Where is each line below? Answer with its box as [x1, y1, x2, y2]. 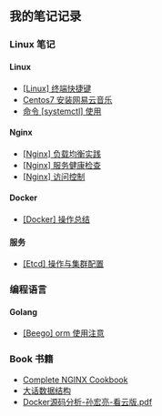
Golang [9, 306, 38, 317]
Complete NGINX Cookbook [22, 374, 128, 385]
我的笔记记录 [9, 8, 82, 25]
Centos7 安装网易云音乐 [22, 94, 113, 105]
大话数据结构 [22, 385, 71, 396]
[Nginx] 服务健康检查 [22, 159, 102, 170]
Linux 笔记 [9, 38, 56, 51]
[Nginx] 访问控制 [22, 171, 86, 182]
